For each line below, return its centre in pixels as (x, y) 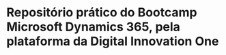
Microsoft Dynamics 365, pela (93, 27)
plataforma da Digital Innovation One (113, 41)
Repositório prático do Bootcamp (102, 13)
